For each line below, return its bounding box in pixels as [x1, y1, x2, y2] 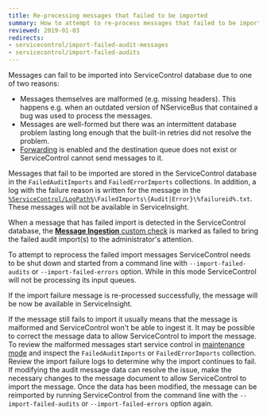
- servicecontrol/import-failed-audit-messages [8, 41, 169, 49]
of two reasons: [8, 79, 60, 88]
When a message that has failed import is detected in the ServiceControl [8, 218, 246, 227]
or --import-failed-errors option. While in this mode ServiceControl [31, 267, 257, 276]
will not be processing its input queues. [8, 275, 137, 284]
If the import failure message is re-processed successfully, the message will [8, 291, 258, 300]
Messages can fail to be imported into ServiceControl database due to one [8, 71, 253, 79]
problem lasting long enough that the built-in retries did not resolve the [19, 128, 252, 137]
